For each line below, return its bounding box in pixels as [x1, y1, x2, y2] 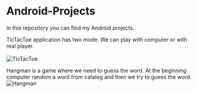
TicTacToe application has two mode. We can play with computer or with [6, 36, 188, 43]
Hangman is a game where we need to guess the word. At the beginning [6, 66, 187, 74]
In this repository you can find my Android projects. [6, 24, 135, 31]
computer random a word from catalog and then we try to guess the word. [6, 73, 192, 80]
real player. [6, 42, 35, 50]
